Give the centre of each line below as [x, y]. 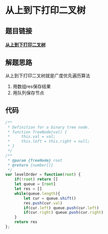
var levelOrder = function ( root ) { [43, 175]
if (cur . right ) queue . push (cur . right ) [63, 213]
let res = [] [28, 189]
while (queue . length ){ [37, 193]
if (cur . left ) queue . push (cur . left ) [61, 208]
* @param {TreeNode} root [35, 160]
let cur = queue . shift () [50, 198]
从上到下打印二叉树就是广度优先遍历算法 [48, 75]
